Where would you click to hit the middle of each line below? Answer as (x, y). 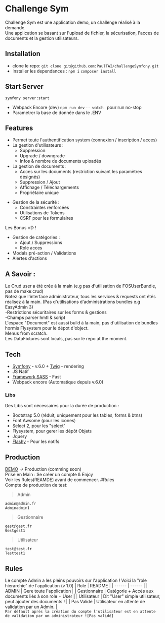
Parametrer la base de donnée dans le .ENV (57, 113)
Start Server (24, 87)
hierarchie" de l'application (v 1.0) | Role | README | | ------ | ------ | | (77, 585)
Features (19, 128)
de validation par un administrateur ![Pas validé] (59, 616)
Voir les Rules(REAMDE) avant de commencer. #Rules (60, 480)
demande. (15, 27)
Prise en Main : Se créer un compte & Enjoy (49, 475)
